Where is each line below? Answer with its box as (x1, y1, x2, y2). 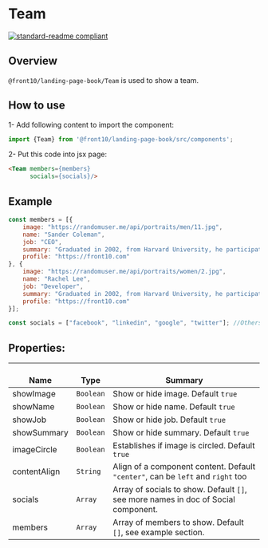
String (76, 467, 101, 476)
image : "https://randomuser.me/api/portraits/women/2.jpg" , (22, 268, 227, 276)
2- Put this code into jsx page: (8, 149, 108, 160)
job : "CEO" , (22, 238, 62, 246)
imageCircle (12, 444, 57, 455)
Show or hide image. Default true (112, 388, 238, 400)
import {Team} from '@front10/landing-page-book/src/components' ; (8, 135, 234, 144)
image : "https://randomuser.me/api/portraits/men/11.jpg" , (22, 223, 223, 231)
